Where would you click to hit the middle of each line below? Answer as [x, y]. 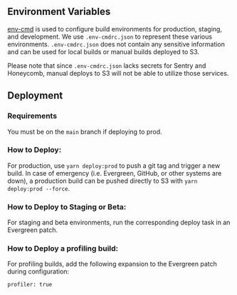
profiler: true [30, 285]
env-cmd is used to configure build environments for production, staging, [115, 29]
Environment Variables [59, 12]
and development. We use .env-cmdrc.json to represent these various [110, 36]
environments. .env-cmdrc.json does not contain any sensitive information [116, 44]
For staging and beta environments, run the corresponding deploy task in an [119, 222]
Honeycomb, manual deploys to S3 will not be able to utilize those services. [118, 73]
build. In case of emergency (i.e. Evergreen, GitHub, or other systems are [115, 173]
